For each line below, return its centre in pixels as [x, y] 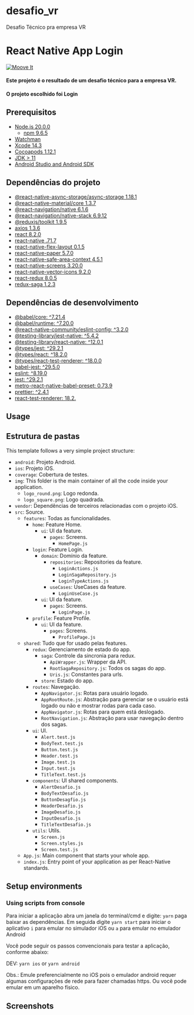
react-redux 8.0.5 [36, 278]
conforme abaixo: [27, 952]
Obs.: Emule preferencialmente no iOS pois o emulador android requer [91, 975]
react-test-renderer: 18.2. [45, 398]
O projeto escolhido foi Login [42, 94]
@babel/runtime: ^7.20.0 [44, 323]
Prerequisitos [31, 113]
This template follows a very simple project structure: [71, 450]
